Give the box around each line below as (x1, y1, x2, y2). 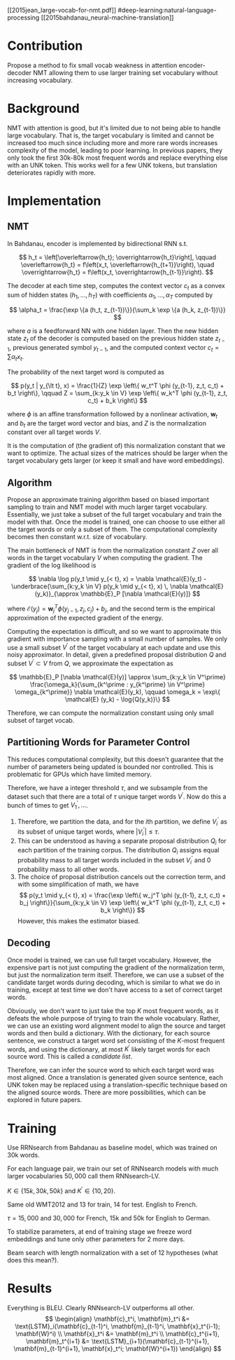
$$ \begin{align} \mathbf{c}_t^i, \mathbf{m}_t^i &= (45, 1314, 190, 1323)
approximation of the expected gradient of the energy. (7, 613, 164, 622)
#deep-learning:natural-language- (117, 6, 217, 14)
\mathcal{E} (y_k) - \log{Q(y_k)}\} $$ (64, 695, 171, 704)
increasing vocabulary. (7, 76, 73, 84)
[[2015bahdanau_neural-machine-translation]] (41, 13, 174, 22)
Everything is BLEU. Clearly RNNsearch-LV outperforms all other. (7, 1303, 194, 1312)
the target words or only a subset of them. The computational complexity (7, 525, 218, 533)
